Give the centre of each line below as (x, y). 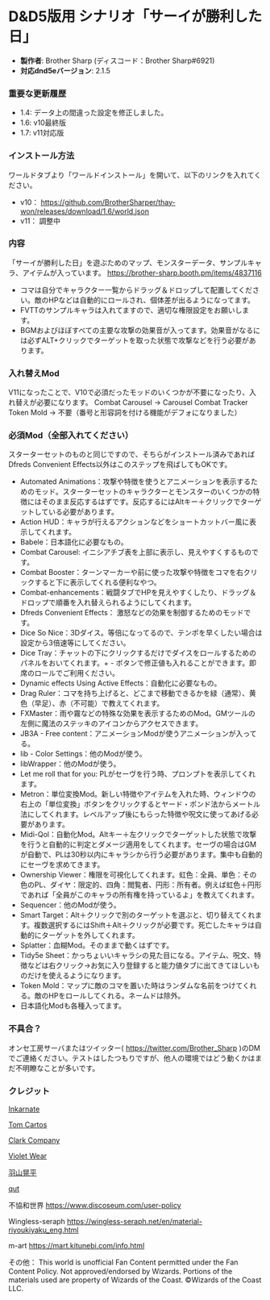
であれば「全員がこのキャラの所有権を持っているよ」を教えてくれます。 (139, 895)
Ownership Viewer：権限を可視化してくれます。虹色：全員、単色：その (138, 875)
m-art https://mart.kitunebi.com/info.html (77, 1246)
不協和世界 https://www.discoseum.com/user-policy (95, 1206)
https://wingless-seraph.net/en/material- (135, 1222)
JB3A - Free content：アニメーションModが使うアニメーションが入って (138, 734)
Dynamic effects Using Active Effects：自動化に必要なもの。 (120, 683)
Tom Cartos (28, 1125)
